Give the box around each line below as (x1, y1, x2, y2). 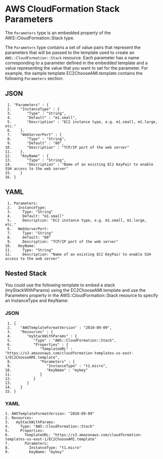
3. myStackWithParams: (5, 420, 55, 424)
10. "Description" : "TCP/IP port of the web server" (5, 145, 130, 150)
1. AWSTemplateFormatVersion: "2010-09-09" (5, 411, 95, 416)
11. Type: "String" (5, 247, 54, 252)
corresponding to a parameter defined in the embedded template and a (5, 60, 148, 66)
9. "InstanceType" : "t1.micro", (7, 363, 108, 368)
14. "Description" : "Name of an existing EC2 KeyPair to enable (5, 162, 153, 167)
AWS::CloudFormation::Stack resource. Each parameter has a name (5, 54, 140, 60)
